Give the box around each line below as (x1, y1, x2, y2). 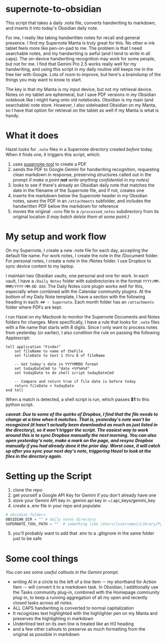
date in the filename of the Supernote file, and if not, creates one (12, 187, 144, 193)
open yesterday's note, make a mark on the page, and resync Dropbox (5, 437, 153, 443)
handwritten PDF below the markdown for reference (12, 203, 119, 209)
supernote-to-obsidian (5, 3, 101, 15)
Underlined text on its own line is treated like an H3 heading (12, 621, 134, 627)
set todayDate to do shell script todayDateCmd (14, 370, 114, 375)
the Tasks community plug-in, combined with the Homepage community (12, 590, 160, 596)
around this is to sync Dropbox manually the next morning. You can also (5, 432, 157, 438)
